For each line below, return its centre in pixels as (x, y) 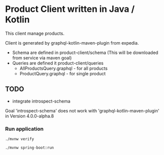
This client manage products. (35, 33)
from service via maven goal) (42, 57)
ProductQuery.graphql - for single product (63, 73)
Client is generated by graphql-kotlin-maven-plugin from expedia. (72, 43)
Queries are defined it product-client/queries (58, 63)
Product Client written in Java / (70, 9)
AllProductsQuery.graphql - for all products (63, 68)
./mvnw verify (20, 139)
